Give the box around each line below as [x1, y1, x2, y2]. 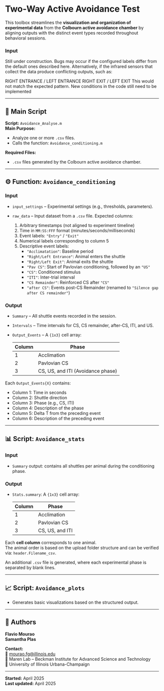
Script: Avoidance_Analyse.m [5, 121, 62, 126]
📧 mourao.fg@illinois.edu [5, 650, 56, 657]
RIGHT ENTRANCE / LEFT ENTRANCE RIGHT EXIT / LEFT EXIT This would [5, 78, 154, 84]
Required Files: [5, 150, 37, 156]
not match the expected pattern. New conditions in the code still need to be [5, 83, 157, 89]
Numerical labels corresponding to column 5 [19, 238, 109, 244]
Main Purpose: [5, 125, 36, 131]
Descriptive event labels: [19, 243, 69, 249]
